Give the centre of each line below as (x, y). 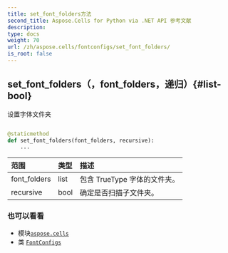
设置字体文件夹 (29, 114)
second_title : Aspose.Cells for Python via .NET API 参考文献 (99, 21)
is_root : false (30, 54)
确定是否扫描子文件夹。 (119, 193)
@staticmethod (28, 134)
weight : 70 (24, 41)
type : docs (24, 34)
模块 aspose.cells (43, 233)
